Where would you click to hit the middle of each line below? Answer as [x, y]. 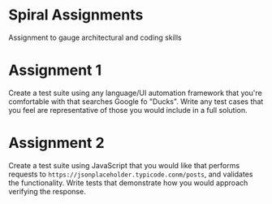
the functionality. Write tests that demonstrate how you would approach [128, 182]
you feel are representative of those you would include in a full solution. [128, 110]
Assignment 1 [55, 70]
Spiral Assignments [76, 15]
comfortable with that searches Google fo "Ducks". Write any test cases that [136, 101]
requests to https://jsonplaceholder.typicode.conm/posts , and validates [131, 174]
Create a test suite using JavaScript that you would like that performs [124, 165]
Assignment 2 [56, 143]
